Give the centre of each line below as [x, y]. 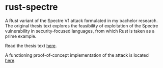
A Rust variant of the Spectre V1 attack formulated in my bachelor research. [81, 21]
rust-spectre [31, 7]
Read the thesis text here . [31, 45]
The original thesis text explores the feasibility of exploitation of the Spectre [82, 25]
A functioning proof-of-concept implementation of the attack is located [77, 55]
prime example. [21, 36]
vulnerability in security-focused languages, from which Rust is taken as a [80, 31]
